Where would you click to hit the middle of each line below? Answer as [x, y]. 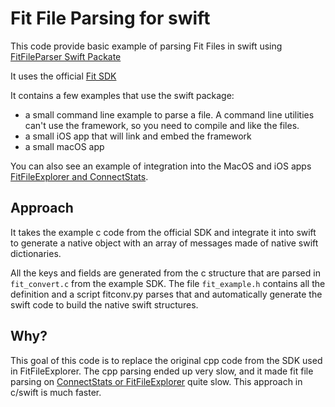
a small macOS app [64, 146]
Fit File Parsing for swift [110, 18]
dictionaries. [36, 253]
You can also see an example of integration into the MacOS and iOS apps [161, 166]
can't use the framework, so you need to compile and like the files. [162, 125]
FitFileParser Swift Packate [66, 56]
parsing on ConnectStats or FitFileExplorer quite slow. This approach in [156, 381]
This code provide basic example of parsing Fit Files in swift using [146, 46]
